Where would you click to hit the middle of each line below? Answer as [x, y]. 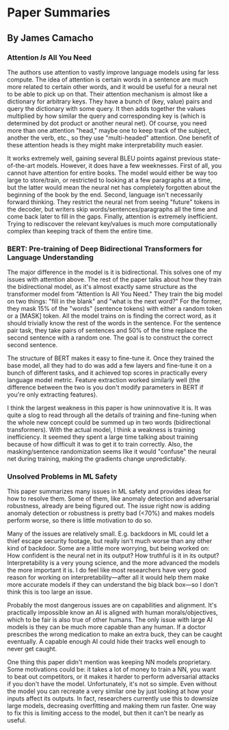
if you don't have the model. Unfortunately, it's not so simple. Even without [112, 684]
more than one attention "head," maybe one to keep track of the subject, [109, 130]
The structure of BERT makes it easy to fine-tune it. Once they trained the [111, 358]
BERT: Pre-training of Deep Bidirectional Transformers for [105, 249]
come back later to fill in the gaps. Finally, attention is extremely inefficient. [112, 216]
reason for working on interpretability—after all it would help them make [108, 577]
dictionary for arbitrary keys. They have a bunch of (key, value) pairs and [110, 101]
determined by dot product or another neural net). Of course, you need [107, 123]
